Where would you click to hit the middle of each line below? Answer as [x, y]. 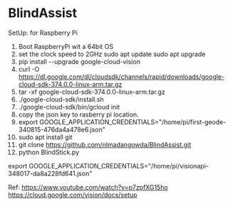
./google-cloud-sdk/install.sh [61, 99]
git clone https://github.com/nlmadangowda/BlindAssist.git [105, 144]
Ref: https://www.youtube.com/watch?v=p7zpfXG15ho [88, 187]
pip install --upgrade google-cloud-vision [79, 61]
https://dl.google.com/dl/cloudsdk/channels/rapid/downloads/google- [121, 77]
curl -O [29, 69]
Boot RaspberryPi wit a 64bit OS [66, 46]
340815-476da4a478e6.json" [62, 129]
